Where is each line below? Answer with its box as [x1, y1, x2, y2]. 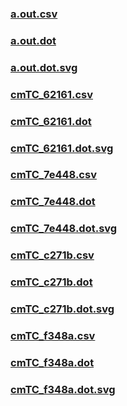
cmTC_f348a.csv [10, 328, 96, 342]
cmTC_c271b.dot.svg [10, 302, 115, 316]
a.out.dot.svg [10, 60, 78, 74]
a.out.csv [10, 7, 58, 21]
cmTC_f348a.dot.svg [10, 382, 116, 396]
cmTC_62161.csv [10, 87, 94, 101]
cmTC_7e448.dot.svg [10, 222, 118, 236]
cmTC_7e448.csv [10, 168, 97, 182]
